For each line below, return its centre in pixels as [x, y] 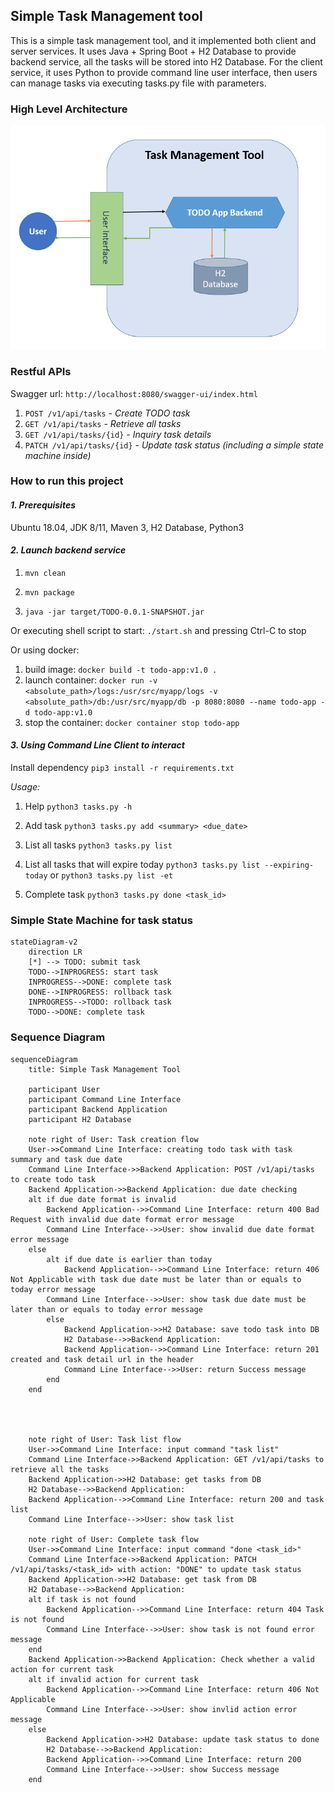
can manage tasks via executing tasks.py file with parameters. [138, 83]
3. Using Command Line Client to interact [97, 745]
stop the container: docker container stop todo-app [132, 722]
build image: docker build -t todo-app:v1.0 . [121, 669]
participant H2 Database [80, 1119]
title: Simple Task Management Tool [105, 1069]
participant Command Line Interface [105, 1099]
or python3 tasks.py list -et [111, 875]
